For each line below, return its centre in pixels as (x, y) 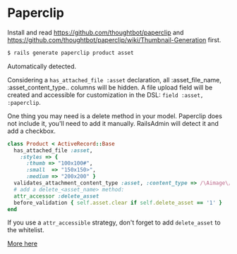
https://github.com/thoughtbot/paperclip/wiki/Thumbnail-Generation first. (114, 39)
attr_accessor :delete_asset (56, 196)
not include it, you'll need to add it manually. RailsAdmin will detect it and (113, 123)
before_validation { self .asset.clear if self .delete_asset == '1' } (118, 203)
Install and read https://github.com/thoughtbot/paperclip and (96, 32)
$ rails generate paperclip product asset (71, 53)
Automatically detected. (42, 66)
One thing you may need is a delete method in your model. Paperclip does (115, 116)
